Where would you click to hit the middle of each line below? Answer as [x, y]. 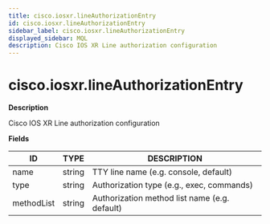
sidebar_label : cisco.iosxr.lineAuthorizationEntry [96, 31]
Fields [19, 139]
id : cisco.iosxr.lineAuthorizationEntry [77, 23]
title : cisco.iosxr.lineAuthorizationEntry [82, 16]
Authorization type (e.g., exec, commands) [172, 185]
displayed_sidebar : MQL [48, 38]
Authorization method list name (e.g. [161, 198]
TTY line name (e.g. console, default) [162, 172]
